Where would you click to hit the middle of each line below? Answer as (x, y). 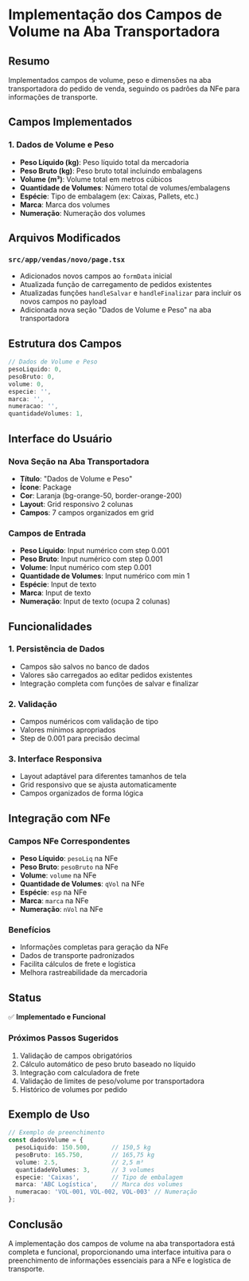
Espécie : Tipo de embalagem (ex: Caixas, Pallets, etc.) (109, 196)
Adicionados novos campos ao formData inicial (96, 276)
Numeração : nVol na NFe (61, 910)
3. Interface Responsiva (55, 759)
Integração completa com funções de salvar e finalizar (109, 683)
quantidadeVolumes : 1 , (46, 414)
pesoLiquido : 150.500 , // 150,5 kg (83, 1148)
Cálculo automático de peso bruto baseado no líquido (108, 1064)
